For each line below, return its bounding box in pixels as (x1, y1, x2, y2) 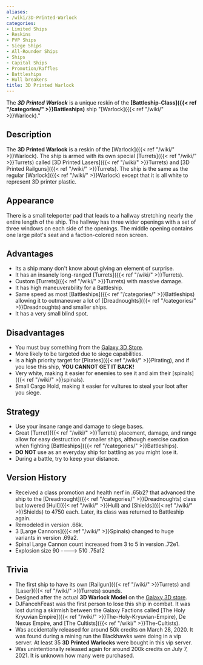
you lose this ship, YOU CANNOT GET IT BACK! (15, 363, 135, 371)
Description (6, 129, 52, 140)
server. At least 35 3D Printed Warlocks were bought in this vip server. (15, 639, 193, 646)
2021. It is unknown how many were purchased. (15, 652, 135, 659)
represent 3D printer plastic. (6, 177, 77, 185)
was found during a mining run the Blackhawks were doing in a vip (15, 632, 182, 639)
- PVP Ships (6, 37, 36, 43)
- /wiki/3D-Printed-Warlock (6, 15, 78, 21)
